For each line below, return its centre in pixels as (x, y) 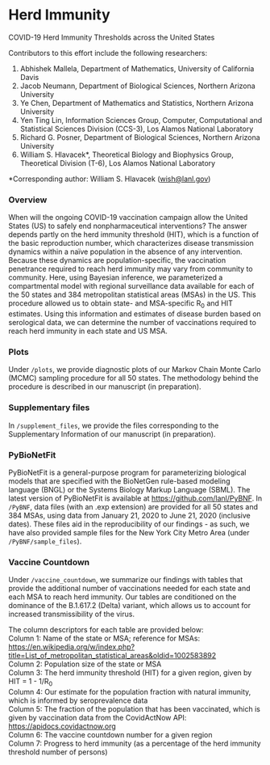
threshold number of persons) (58, 752)
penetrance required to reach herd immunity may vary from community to (131, 269)
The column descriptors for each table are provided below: (106, 630)
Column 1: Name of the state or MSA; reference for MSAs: (104, 638)
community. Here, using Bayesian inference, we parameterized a (116, 277)
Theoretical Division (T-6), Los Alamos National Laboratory (118, 163)
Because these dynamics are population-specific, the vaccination (117, 260)
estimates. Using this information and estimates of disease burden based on (135, 314)
